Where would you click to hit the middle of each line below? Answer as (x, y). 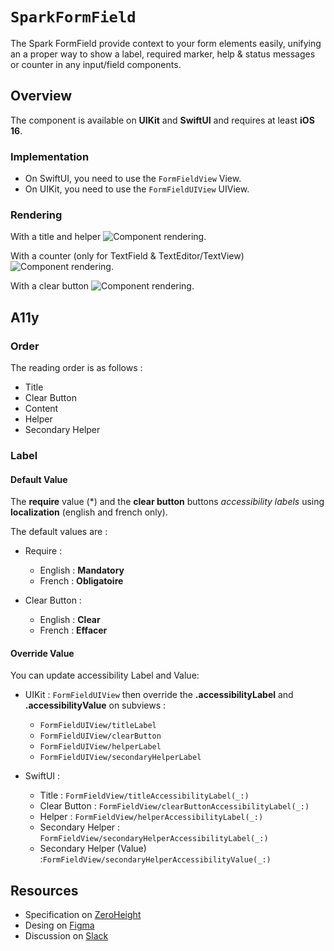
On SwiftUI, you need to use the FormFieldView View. (133, 179)
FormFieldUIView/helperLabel (100, 747)
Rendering (36, 215)
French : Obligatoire (81, 581)
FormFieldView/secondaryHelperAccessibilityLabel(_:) (154, 839)
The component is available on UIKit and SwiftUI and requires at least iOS (162, 120)
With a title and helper (56, 237)
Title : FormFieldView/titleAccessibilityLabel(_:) (144, 795)
